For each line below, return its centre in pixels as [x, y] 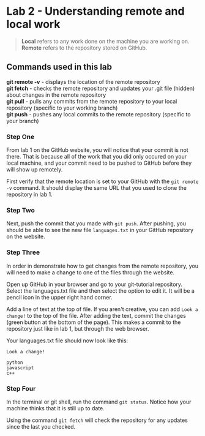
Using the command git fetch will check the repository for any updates [97, 420]
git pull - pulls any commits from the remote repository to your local [92, 101]
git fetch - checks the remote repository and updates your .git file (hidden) [101, 88]
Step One [20, 137]
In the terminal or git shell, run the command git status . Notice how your [99, 402]
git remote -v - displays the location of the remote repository [83, 81]
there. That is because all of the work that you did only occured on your [97, 157]
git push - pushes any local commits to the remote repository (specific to [99, 114]
